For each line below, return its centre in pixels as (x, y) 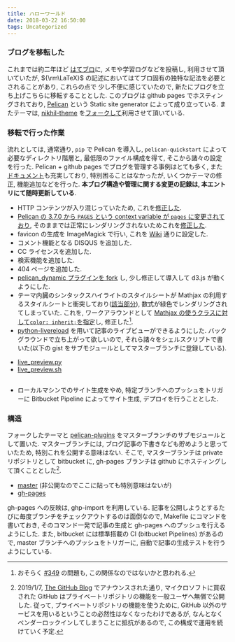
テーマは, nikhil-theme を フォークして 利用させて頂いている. (99, 113)
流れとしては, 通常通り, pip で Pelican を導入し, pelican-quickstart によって (117, 149)
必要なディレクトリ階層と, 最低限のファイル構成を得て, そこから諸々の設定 (115, 157)
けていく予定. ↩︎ (40, 631)
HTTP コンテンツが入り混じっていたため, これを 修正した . (99, 208)
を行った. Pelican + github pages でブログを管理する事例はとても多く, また (115, 166)
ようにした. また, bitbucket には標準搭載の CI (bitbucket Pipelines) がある (113, 534)
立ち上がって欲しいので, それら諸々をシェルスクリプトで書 (139, 339)
